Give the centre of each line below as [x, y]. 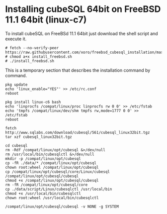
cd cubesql [16, 145]
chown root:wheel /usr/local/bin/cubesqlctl [52, 198]
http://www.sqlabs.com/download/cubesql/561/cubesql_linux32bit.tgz [78, 132]
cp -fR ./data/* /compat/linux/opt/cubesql [51, 163]
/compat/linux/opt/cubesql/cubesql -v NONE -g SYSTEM [62, 207]
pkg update [16, 85]
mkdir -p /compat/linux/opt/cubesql [43, 159]
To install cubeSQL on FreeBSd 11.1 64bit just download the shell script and [82, 33]
